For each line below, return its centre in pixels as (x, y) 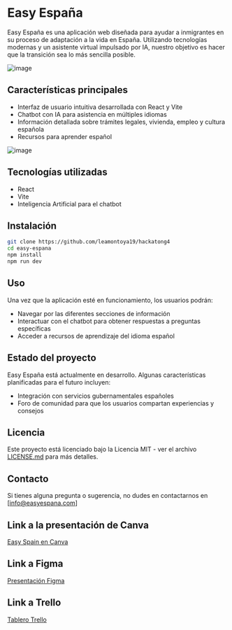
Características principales (67, 90)
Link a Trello (34, 603)
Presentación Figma (36, 580)
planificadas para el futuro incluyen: (59, 382)
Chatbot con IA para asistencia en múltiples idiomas (92, 114)
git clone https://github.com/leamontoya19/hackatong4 (89, 242)
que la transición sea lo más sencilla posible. (72, 55)
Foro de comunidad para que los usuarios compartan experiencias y (116, 403)
